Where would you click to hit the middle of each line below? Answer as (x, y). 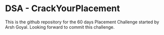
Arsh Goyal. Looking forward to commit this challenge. (60, 27)
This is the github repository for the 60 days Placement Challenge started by (82, 22)
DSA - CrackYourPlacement (63, 9)
